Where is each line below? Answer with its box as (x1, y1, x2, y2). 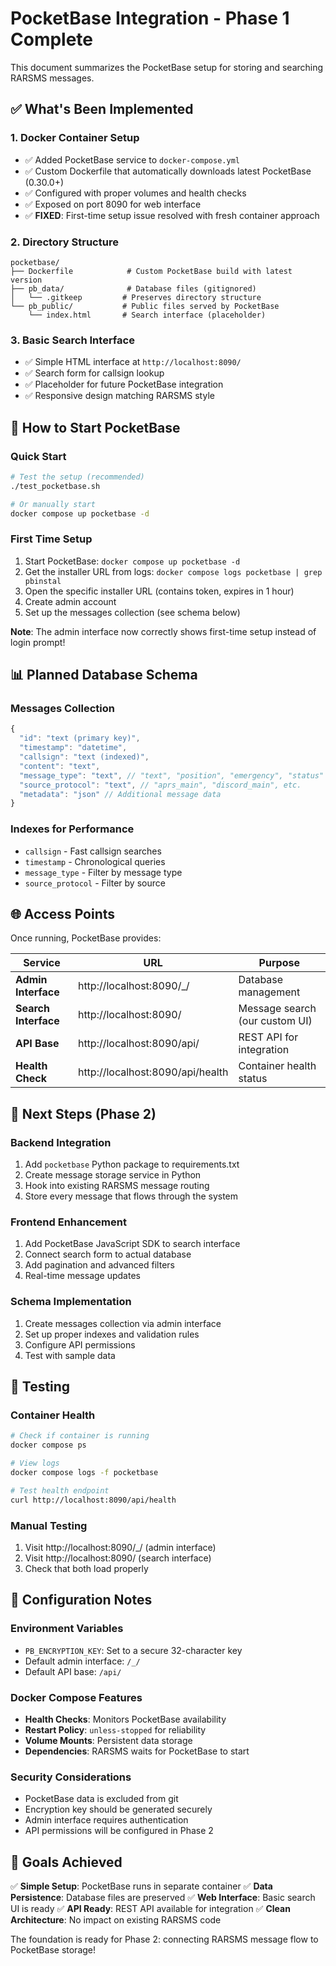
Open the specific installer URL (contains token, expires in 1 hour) (24, 585, 295, 597)
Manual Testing (10, 1518, 88, 1532)
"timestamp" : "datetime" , (19, 743, 128, 753)
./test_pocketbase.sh (10, 481, 101, 491)
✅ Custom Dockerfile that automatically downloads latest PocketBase (24, 165, 312, 177)
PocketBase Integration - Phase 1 (10, 7, 290, 30)
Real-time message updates (24, 1270, 141, 1282)
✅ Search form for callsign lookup (24, 367, 165, 379)
